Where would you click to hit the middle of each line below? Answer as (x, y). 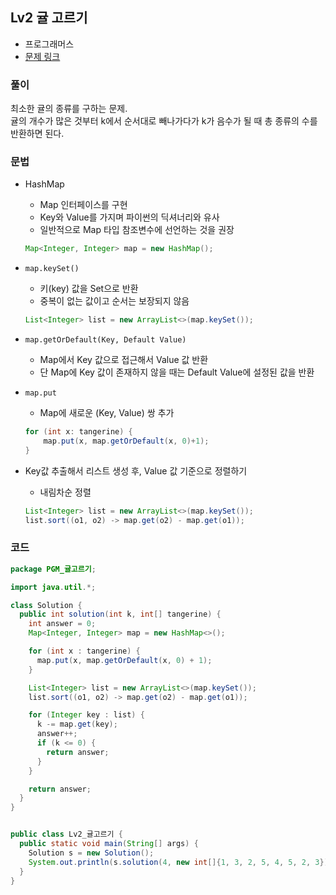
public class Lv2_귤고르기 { (66, 834)
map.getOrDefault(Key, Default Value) (105, 340)
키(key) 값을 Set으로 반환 (89, 289)
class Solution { (46, 605)
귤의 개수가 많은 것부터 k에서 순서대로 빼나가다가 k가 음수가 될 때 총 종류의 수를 (164, 121)
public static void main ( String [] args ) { (109, 844)
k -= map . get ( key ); (77, 724)
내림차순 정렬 (65, 492)
